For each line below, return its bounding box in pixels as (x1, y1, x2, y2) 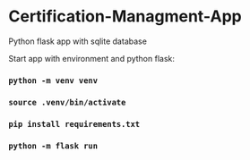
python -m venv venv (8, 75, 99, 86)
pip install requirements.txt (8, 119, 141, 129)
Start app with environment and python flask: (8, 53, 176, 63)
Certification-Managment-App (8, 6, 243, 27)
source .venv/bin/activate (8, 97, 126, 107)
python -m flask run (8, 140, 99, 151)
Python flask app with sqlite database (8, 36, 147, 46)
